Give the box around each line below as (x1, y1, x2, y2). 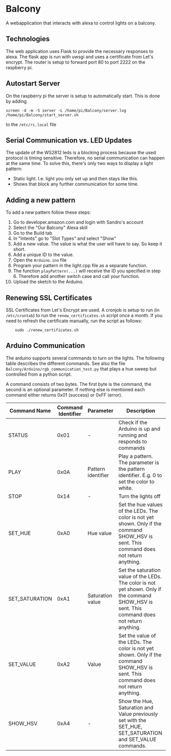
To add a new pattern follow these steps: (6, 209, 91, 215)
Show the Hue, (118, 697, 154, 705)
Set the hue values (118, 501, 163, 508)
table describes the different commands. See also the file (6, 360, 126, 367)
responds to (118, 438, 147, 445)
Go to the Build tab (13, 230, 53, 236)
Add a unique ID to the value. (13, 251, 74, 258)
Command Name (9, 407, 51, 414)
